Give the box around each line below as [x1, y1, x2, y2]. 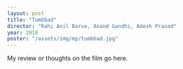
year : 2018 [7, 29, 39, 36]
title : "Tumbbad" [7, 16, 57, 23]
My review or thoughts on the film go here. [7, 54, 129, 62]
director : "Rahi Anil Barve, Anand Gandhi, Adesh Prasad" [7, 23, 177, 29]
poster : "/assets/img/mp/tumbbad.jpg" [7, 36, 118, 42]
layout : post [7, 10, 45, 17]
